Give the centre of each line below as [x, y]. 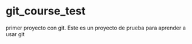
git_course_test [46, 11]
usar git [15, 34]
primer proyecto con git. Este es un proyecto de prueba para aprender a [96, 28]
